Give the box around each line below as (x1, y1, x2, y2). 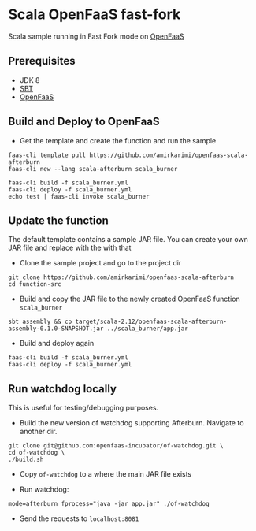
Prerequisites (8, 54, 76, 68)
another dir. (19, 427, 58, 436)
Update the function (8, 214, 109, 227)
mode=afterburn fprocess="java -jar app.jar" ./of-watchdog (8, 500, 210, 508)
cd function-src (8, 280, 61, 288)
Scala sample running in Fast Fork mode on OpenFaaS (8, 32, 184, 41)
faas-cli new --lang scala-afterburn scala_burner (8, 165, 178, 173)
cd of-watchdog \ (8, 449, 65, 457)
